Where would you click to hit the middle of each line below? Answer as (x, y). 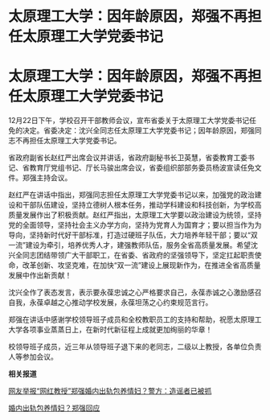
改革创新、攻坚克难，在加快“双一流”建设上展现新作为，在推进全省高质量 (141, 266)
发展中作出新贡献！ (40, 275)
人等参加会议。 (33, 357)
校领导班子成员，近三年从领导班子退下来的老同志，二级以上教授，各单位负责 (135, 347)
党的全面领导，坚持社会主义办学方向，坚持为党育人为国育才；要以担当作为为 (135, 225)
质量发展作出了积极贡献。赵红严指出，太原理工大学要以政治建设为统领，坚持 (135, 215)
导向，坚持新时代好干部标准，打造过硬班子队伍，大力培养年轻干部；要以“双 (133, 235)
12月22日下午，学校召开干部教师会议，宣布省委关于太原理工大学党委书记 (129, 121)
